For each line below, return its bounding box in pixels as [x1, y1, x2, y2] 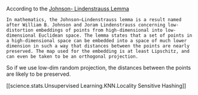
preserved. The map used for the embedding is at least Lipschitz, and [6, 48, 190, 54]
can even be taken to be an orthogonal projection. [6, 54, 138, 60]
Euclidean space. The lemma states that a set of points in [38, 32, 193, 38]
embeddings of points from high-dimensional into [36, 27, 163, 33]
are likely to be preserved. [6, 70, 71, 78]
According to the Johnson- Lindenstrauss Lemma [6, 5, 129, 12]
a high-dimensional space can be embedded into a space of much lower [6, 38, 187, 44]
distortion [6, 27, 34, 33]
